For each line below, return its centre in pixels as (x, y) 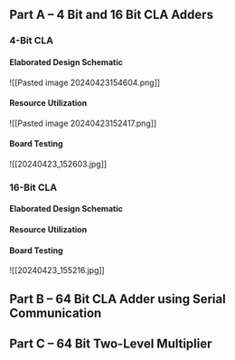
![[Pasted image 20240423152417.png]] (83, 123)
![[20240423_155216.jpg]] (57, 270)
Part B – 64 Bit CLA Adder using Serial (117, 299)
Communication (56, 313)
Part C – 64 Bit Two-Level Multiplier (111, 344)
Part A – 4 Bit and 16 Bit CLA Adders (112, 15)
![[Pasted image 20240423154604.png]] (85, 82)
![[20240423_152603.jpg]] (58, 164)
